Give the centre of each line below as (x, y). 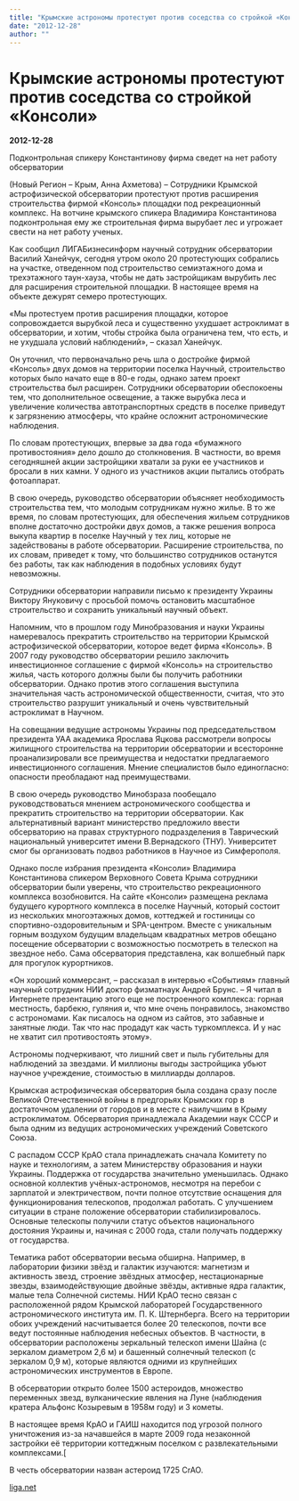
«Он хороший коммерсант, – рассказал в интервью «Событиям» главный (149, 980)
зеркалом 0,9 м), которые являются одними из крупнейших (123, 1362)
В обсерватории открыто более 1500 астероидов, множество (126, 1388)
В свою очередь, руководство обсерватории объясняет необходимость (147, 498)
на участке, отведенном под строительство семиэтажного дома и (136, 268)
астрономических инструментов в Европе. (91, 1371)
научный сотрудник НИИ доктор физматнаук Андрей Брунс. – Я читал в (145, 990)
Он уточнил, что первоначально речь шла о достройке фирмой (130, 359)
